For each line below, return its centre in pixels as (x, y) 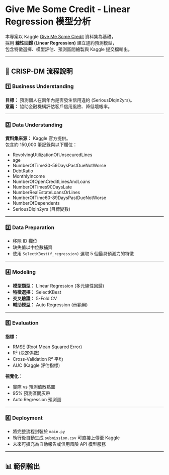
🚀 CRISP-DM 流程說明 (39, 72)
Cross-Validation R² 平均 (38, 359)
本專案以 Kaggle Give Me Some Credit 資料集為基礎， (61, 36)
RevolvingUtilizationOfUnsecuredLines (52, 155)
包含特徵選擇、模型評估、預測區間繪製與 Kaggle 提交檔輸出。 (69, 49)
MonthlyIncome (29, 176)
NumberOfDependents (36, 203)
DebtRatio (23, 171)
